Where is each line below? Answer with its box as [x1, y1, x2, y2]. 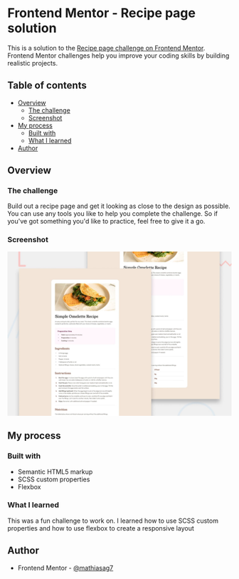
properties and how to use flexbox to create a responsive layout [7, 523, 194, 532]
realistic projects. [7, 58, 58, 67]
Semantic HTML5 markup [17, 467, 93, 476]
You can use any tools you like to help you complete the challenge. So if [7, 209, 218, 218]
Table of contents [7, 80, 87, 92]
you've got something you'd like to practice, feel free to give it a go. [7, 217, 206, 226]
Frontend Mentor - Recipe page [7, 5, 196, 21]
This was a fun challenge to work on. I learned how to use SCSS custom [7, 516, 219, 525]
